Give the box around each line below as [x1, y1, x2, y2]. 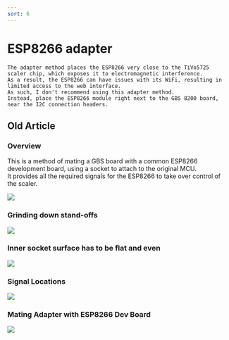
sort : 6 [7, 10, 30, 18]
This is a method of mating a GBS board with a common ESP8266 [7, 157, 198, 165]
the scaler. [7, 180, 38, 188]
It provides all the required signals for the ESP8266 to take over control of [7, 172, 221, 180]
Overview [7, 141, 42, 151]
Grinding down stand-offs [7, 210, 98, 220]
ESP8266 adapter [7, 40, 113, 56]
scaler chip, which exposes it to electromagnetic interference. [7, 70, 203, 77]
